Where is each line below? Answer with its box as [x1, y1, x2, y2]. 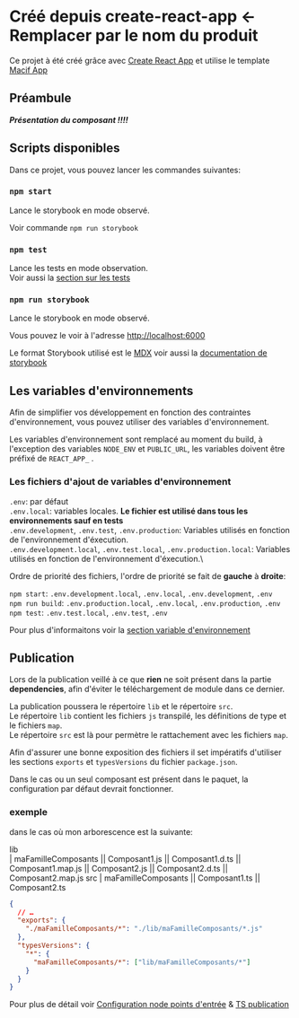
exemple [9, 806, 48, 819]
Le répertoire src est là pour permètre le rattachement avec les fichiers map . [9, 730, 289, 741]
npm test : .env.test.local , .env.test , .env [9, 607, 168, 618]
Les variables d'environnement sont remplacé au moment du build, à [9, 434, 263, 445]
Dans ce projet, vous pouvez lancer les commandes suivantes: [9, 164, 241, 175]
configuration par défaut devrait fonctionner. [9, 784, 174, 794]
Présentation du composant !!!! [9, 114, 128, 125]
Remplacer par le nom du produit [9, 25, 259, 46]
